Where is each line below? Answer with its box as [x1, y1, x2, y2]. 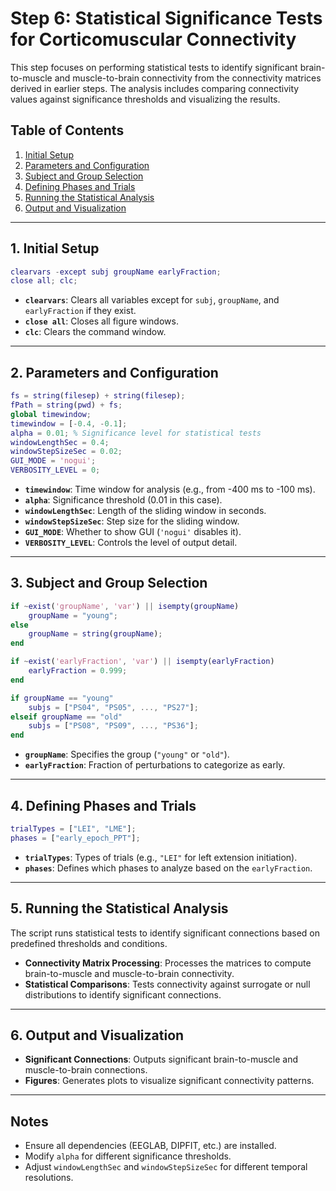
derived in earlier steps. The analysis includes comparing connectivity [10, 82, 300, 94]
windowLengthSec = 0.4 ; [10, 437, 110, 447]
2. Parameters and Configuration [10, 364, 219, 381]
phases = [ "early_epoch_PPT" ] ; [10, 833, 141, 843]
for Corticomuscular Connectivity [10, 28, 297, 51]
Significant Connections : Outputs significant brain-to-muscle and [24, 1053, 299, 1066]
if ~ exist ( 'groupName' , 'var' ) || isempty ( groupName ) [10, 601, 240, 611]
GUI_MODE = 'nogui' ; [10, 456, 97, 466]
